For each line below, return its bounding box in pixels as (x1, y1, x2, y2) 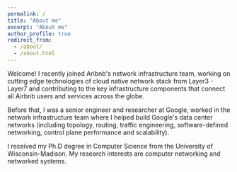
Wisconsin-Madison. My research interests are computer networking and (7, 149, 221, 158)
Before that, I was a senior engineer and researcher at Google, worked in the (7, 105, 231, 114)
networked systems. (7, 156, 67, 165)
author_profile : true (7, 30, 71, 38)
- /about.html (13, 50, 55, 57)
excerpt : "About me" (7, 23, 69, 30)
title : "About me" (7, 17, 62, 24)
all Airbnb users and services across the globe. (7, 91, 145, 100)
